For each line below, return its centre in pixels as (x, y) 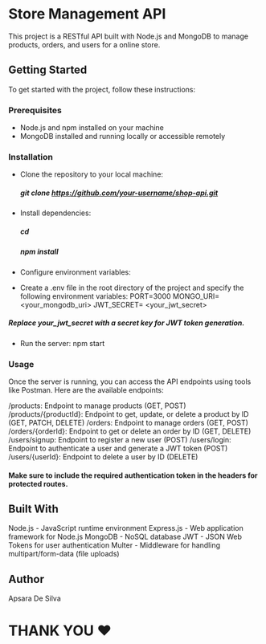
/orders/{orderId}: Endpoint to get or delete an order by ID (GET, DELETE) (130, 431)
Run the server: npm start (62, 343)
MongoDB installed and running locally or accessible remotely (123, 137)
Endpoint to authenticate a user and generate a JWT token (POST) (118, 448)
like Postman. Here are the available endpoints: (86, 389)
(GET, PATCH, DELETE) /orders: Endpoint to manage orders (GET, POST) (129, 422)
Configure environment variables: (75, 272)
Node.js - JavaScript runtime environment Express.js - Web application (126, 528)
